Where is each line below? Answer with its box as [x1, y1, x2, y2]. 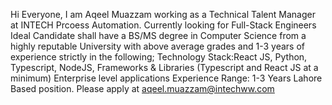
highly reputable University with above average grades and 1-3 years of [10, 40, 306, 52]
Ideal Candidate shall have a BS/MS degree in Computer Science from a [10, 30, 307, 41]
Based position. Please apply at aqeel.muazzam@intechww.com [10, 83, 275, 94]
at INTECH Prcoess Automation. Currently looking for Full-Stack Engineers [10, 19, 317, 31]
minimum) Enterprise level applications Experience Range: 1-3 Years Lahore [10, 72, 323, 84]
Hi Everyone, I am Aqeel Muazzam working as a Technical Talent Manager [10, 9, 316, 20]
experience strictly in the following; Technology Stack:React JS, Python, [10, 51, 308, 63]
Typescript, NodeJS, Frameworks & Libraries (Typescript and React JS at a [10, 62, 319, 73]
